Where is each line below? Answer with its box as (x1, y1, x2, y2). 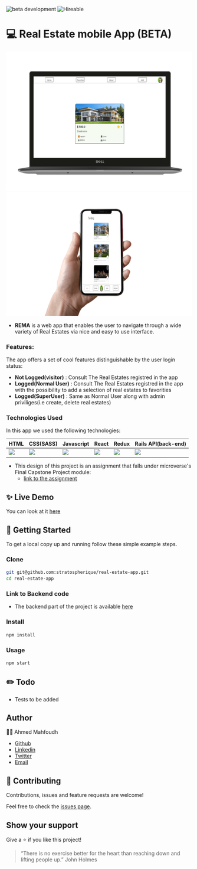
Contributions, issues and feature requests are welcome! (6, 792, 144, 799)
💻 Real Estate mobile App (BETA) (6, 27, 172, 41)
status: (6, 362, 23, 369)
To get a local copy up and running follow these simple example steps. (6, 541, 178, 548)
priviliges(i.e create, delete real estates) (14, 398, 111, 406)
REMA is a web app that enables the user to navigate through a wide (14, 322, 182, 329)
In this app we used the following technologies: (6, 427, 121, 434)
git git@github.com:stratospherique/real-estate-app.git (6, 570, 149, 576)
